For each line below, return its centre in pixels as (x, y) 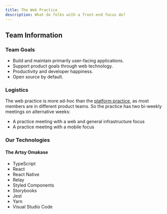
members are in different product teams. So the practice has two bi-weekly (83, 106)
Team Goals (20, 50)
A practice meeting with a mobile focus (53, 127)
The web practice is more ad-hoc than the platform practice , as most (77, 101)
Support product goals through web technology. (63, 66)
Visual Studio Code (33, 206)
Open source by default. (38, 77)
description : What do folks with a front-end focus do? (65, 15)
